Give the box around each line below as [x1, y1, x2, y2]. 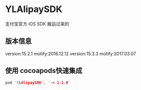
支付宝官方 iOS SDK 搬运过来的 [5, 21, 69, 27]
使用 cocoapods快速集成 [5, 66, 82, 75]
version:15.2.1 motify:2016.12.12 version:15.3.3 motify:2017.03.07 [5, 50, 136, 56]
